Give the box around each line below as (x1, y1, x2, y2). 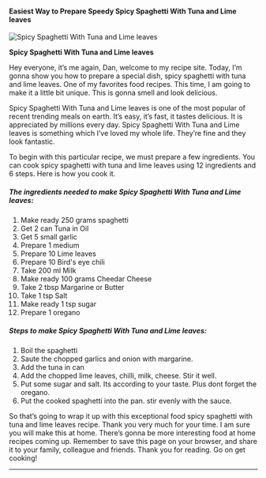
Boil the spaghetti (20, 346, 78, 356)
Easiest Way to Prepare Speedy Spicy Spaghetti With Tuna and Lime (9, 6, 237, 16)
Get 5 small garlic (20, 232, 78, 242)
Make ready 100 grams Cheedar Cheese (20, 274, 152, 284)
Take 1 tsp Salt (20, 291, 68, 300)
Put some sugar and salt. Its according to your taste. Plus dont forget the (20, 379, 257, 389)
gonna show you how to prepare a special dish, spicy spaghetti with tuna (9, 71, 246, 81)
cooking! (9, 454, 38, 463)
